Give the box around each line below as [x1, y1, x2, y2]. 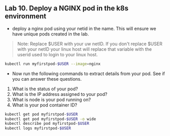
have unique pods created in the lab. [12, 30, 89, 37]
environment [5, 12, 46, 21]
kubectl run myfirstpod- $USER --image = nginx [5, 61, 101, 66]
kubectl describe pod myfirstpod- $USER [5, 121, 90, 126]
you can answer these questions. [12, 76, 82, 82]
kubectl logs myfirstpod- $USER [5, 126, 71, 131]
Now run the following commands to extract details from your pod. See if [12, 71, 165, 77]
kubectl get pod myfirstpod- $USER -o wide [5, 116, 96, 121]
